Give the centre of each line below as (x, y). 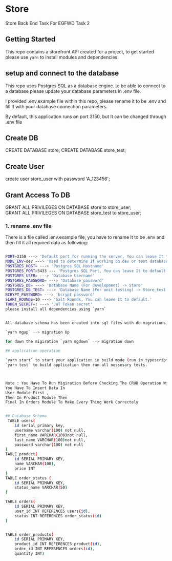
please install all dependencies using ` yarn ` (56, 309)
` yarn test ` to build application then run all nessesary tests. (76, 365)
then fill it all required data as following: (47, 243)
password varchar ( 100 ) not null (49, 444)
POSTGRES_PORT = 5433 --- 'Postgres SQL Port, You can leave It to (76, 271)
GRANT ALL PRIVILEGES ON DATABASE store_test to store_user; (73, 213)
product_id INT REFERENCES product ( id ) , (58, 544)
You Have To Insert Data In (35, 388)
